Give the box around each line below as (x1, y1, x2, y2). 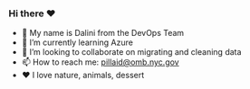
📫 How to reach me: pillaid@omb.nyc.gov (21, 57, 179, 67)
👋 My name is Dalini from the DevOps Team (21, 28, 185, 39)
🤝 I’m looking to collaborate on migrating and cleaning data (21, 47, 242, 58)
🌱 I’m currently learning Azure (21, 37, 133, 48)
